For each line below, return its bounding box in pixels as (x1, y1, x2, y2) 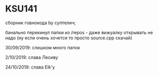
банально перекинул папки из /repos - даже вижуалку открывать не (5, 29, 153, 35)
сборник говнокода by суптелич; (5, 20, 76, 26)
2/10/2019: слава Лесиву (5, 54, 59, 60)
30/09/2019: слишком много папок (5, 44, 80, 50)
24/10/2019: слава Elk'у (5, 64, 55, 70)
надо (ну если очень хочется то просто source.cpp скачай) (5, 35, 133, 41)
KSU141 (5, 3, 37, 15)
